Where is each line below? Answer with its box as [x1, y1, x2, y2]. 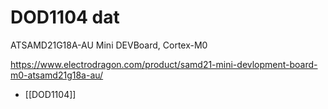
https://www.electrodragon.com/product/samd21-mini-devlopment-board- [10, 58, 318, 70]
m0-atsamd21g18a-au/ [10, 69, 104, 81]
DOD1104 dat [10, 6, 120, 29]
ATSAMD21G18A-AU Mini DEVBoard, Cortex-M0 [10, 39, 208, 51]
